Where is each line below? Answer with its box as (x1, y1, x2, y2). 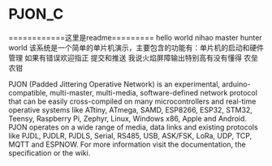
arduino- (222, 79, 251, 89)
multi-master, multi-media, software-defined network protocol (50, 87, 258, 97)
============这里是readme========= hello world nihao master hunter (8, 32, 262, 42)
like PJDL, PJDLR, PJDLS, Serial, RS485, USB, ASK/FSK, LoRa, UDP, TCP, (8, 130, 253, 140)
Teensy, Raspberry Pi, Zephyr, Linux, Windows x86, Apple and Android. (8, 113, 248, 123)
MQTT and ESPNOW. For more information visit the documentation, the (8, 139, 246, 149)
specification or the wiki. (8, 147, 91, 158)
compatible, (8, 87, 49, 97)
